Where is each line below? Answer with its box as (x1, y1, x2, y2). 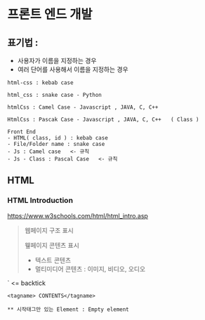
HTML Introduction (7, 196, 74, 206)
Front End (7, 128, 37, 135)
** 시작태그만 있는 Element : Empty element (7, 306, 130, 313)
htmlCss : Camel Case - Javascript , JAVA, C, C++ (7, 104, 159, 111)
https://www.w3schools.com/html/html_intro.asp (7, 211, 149, 220)
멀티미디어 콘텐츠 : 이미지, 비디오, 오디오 (34, 265, 146, 273)
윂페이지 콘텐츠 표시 (24, 241, 79, 249)
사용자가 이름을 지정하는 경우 (17, 57, 97, 65)
